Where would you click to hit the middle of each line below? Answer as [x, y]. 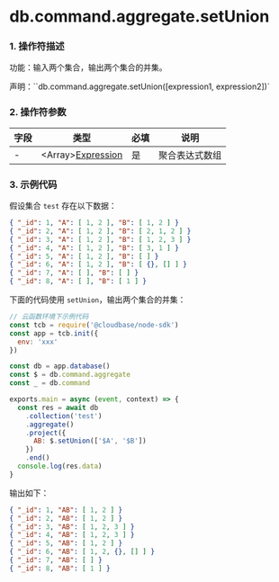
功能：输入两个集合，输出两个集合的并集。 [88, 67]
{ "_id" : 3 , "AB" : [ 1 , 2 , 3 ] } [72, 527]
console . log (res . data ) [60, 466]
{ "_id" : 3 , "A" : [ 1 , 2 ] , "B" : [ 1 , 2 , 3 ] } [100, 239]
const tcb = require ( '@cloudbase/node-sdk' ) [94, 325]
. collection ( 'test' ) [64, 416]
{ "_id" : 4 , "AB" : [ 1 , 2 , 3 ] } [72, 535]
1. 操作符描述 [37, 47]
